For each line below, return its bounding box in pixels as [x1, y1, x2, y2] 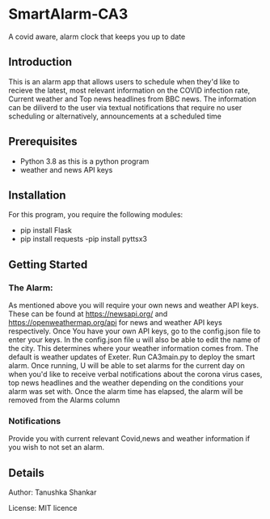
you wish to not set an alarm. [8, 443, 105, 453]
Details [8, 465, 44, 479]
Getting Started [8, 257, 88, 272]
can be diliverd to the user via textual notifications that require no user [8, 102, 243, 112]
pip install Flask [19, 225, 73, 235]
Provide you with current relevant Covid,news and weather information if [8, 434, 251, 444]
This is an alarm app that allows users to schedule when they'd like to [8, 76, 240, 86]
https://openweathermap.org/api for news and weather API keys [8, 318, 222, 328]
